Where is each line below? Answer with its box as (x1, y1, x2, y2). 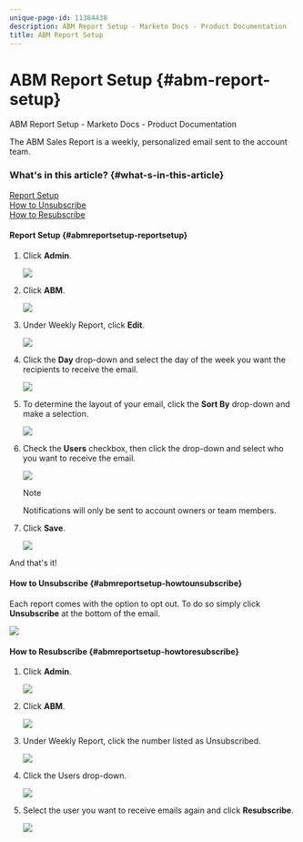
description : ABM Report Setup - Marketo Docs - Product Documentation (9, 22, 287, 31)
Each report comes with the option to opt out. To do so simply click (9, 598, 261, 610)
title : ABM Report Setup (9, 30, 104, 39)
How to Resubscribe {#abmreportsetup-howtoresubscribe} (9, 645, 239, 656)
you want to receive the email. (22, 452, 136, 463)
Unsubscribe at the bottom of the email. (9, 608, 161, 619)
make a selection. (22, 408, 89, 419)
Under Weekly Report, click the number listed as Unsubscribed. (22, 735, 261, 746)
